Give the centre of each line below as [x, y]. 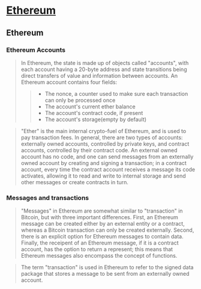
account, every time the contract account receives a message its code [108, 169]
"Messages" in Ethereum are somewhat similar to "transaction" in [102, 211]
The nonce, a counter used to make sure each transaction [116, 93]
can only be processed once [80, 100]
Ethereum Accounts [36, 50]
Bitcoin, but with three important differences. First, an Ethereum [100, 217]
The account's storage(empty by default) [96, 119]
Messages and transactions [47, 197]
